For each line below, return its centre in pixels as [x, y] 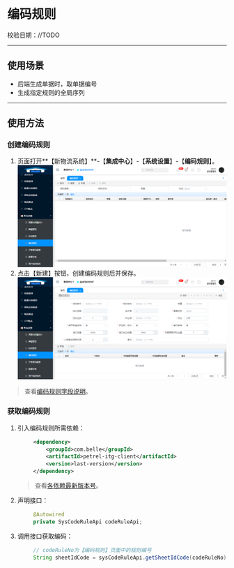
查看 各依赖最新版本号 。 [68, 486]
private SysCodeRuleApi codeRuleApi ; [88, 522]
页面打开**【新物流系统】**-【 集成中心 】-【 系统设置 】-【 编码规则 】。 [118, 161]
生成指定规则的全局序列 [51, 92]
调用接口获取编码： [45, 536]
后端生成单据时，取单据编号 [57, 84]
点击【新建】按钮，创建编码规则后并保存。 [78, 274]
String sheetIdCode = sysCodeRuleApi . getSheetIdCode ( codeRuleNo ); [131, 558]
